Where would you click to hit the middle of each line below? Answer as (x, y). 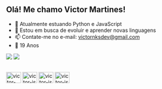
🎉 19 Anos (27, 45)
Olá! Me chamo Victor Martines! (66, 10)
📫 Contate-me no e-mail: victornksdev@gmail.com (77, 37)
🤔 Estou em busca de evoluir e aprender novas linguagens (85, 30)
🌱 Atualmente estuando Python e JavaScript (68, 24)
